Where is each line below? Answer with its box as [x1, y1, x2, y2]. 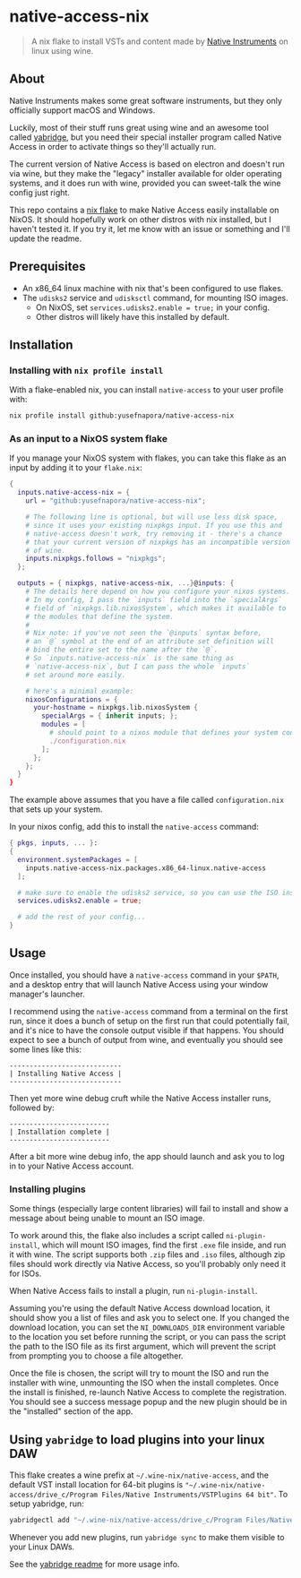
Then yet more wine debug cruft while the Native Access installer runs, [9, 1092, 271, 1103]
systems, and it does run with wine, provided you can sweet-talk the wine [9, 177, 281, 188]
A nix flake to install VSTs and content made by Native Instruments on [30, 36, 288, 47]
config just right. [9, 186, 70, 198]
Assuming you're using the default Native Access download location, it [9, 1303, 271, 1314]
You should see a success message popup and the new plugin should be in [9, 1396, 288, 1408]
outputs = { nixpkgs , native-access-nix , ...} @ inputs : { [17, 579, 235, 588]
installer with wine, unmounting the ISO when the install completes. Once [9, 1377, 279, 1388]
